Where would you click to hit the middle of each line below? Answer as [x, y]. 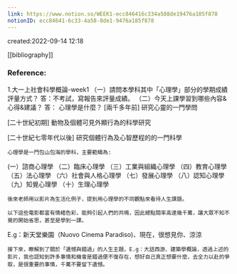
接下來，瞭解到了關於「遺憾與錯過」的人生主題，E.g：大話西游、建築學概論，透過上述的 [118, 249]
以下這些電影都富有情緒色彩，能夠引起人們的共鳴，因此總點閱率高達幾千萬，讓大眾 [111, 213]
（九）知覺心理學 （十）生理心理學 [58, 184]
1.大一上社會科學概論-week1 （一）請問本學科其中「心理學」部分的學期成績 [118, 89]
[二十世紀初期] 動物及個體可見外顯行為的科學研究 [79, 122]
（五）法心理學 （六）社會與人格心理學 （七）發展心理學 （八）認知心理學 [116, 175]
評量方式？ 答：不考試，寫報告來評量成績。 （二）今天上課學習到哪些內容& [117, 98]
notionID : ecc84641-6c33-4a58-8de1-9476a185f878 [81, 21]
